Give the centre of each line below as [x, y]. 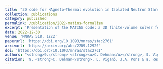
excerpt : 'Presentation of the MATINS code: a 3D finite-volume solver [79, 28]
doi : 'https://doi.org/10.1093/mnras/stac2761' [54, 50]
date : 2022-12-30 [23, 32]
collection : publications [31, 14]
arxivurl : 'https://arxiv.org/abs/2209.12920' [53, 46]
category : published [26, 18]
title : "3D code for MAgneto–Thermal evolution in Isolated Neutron [76, 9]
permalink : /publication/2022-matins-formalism [54, 23]
